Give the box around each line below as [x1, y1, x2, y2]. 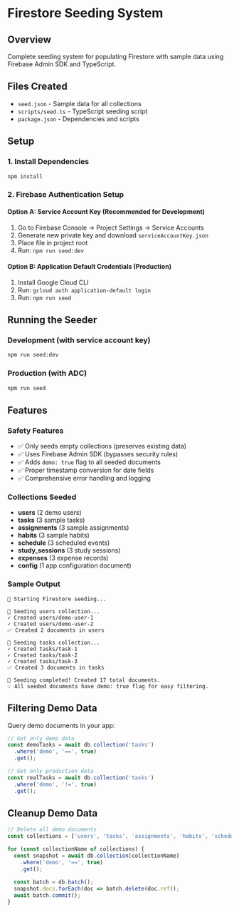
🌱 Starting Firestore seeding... [7, 595, 107, 603]
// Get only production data [7, 768, 94, 775]
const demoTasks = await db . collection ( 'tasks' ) [7, 742, 154, 749]
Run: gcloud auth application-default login [17, 285, 152, 294]
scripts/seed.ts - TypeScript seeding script [17, 107, 148, 116]
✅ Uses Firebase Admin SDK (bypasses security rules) [17, 450, 179, 458]
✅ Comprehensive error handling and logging [17, 474, 152, 483]
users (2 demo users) [17, 508, 82, 517]
